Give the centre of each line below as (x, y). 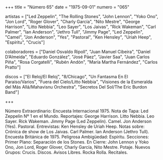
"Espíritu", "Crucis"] (25, 42)
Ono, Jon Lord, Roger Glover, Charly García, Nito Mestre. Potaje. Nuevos (78, 147)
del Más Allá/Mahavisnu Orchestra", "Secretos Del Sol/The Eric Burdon (76, 87)
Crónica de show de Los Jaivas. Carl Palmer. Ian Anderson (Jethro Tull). (77, 132)
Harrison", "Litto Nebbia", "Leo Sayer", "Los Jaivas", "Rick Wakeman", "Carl (81, 27)
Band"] (12, 92)
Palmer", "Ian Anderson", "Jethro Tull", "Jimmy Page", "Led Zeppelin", (74, 32)
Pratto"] (13, 67)
